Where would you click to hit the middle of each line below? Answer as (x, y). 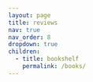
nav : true (24, 30)
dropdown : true (33, 45)
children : (24, 52)
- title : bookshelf (47, 59)
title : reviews (33, 23)
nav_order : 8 (30, 37)
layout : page (30, 15)
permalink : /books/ (54, 66)
